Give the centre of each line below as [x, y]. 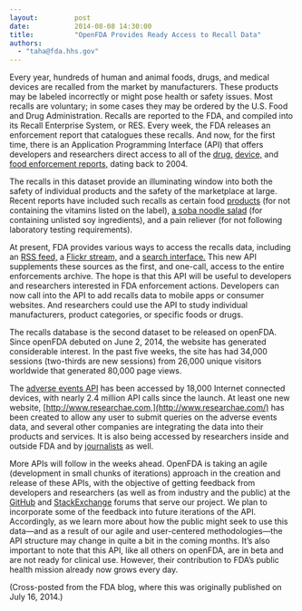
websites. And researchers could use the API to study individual [128, 305]
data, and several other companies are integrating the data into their [136, 427]
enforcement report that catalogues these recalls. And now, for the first [142, 135]
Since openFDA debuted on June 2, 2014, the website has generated [138, 342]
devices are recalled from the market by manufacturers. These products [144, 87]
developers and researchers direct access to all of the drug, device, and [144, 154]
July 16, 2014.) [36, 597]
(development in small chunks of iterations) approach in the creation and [145, 473]
